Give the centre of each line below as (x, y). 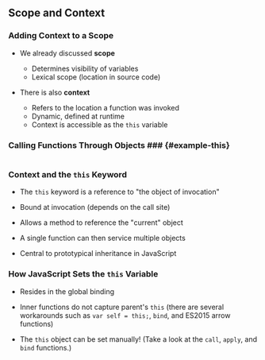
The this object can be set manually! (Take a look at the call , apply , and (138, 339)
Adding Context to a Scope (61, 36)
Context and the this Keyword (67, 174)
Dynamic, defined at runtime (78, 116)
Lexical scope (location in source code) (96, 77)
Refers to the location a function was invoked (106, 107)
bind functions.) (46, 347)
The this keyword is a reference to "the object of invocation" (119, 192)
